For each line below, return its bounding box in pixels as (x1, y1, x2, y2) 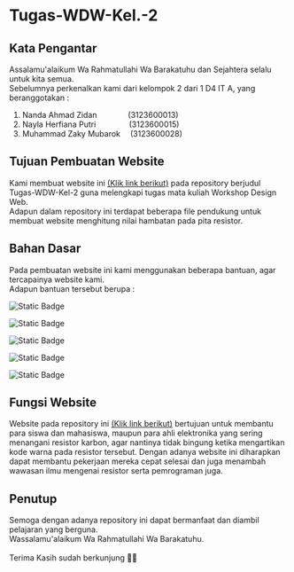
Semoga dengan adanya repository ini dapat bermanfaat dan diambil (9, 515, 259, 526)
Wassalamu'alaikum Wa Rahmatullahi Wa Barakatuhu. (9, 534, 205, 545)
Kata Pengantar (9, 41, 97, 56)
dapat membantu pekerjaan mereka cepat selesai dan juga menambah (9, 456, 267, 466)
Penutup (9, 491, 58, 506)
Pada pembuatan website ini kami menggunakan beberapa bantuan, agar (9, 264, 276, 275)
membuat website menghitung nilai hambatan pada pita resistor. (9, 215, 244, 226)
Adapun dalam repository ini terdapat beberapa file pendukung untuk (9, 206, 262, 216)
